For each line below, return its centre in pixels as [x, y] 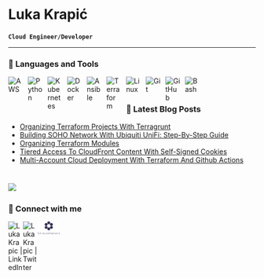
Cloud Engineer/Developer [50, 37]
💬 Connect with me [45, 208]
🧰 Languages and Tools [53, 64]
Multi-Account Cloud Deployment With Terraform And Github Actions [131, 159]
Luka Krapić [48, 15]
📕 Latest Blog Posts [164, 109]
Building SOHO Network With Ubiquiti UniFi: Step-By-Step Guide [124, 134]
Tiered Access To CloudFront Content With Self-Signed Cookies [123, 152]
